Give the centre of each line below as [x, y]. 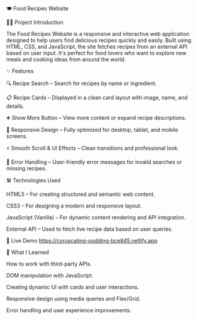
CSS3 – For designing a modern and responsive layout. [74, 206]
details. [15, 106]
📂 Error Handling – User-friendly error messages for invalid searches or [94, 162]
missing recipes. [26, 168]
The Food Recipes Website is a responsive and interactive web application [98, 34]
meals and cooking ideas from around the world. [66, 59]
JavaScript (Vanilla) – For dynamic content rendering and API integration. [96, 217]
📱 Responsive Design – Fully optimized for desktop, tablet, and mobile [92, 130]
